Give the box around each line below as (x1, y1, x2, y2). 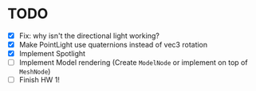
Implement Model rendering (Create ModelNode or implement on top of (18, 58, 248, 67)
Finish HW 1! (18, 75, 61, 85)
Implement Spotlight (18, 49, 85, 59)
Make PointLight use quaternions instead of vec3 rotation (18, 40, 208, 49)
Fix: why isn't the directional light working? (18, 31, 160, 40)
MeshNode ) (18, 66, 51, 76)
